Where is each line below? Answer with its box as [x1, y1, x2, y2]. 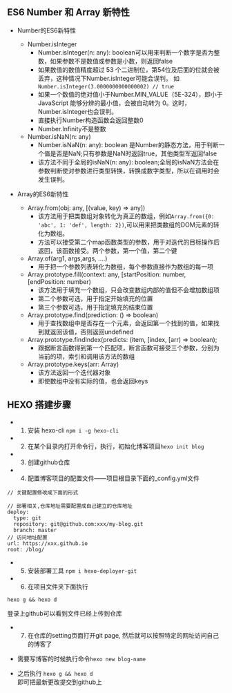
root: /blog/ [7, 546, 45, 553]
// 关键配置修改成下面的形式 [7, 489, 79, 496]
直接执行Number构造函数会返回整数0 [37, 116, 144, 124]
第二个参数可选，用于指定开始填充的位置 [37, 294, 153, 303]
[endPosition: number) [27, 277, 92, 285]
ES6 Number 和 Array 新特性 [7, 6, 130, 19]
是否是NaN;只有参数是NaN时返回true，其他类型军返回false [50, 149, 217, 158]
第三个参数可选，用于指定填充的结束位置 [37, 303, 153, 311]
